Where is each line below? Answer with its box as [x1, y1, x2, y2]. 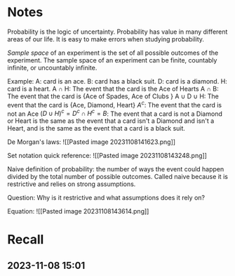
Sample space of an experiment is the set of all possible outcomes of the [7, 48, 219, 57]
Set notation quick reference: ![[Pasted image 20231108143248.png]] [7, 152, 207, 160]
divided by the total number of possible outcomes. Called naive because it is [7, 173, 228, 181]
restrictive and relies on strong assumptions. [7, 180, 136, 188]
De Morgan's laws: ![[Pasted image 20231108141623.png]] [7, 138, 176, 146]
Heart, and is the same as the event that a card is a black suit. [7, 124, 186, 133]
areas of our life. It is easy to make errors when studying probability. [7, 34, 205, 43]
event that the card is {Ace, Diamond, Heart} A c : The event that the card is [7, 99, 222, 109]
